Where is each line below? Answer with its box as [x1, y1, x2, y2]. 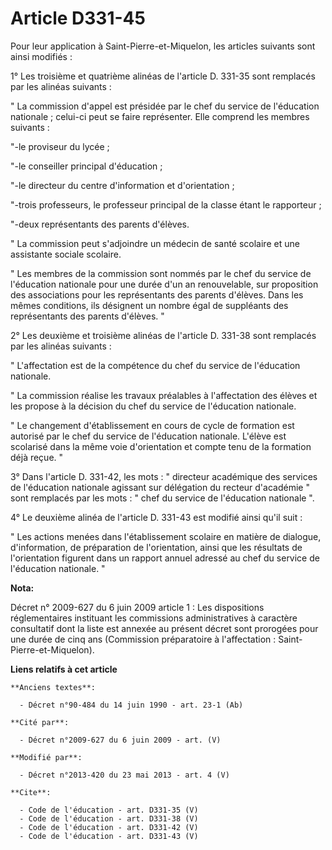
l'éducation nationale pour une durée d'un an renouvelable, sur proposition [10, 278, 319, 290]
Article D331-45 [10, 7, 146, 30]
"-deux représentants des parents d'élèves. [10, 218, 190, 230]
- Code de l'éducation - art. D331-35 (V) [19, 805, 199, 815]
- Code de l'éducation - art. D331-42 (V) [19, 822, 199, 832]
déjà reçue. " [10, 451, 64, 463]
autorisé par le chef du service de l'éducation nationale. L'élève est [10, 430, 287, 442]
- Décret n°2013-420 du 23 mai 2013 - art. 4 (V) [19, 770, 230, 780]
